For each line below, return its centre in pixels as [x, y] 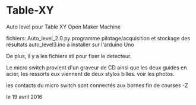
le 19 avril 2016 [24, 97]
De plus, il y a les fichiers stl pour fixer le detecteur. [69, 56]
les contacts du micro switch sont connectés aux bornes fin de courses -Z [97, 85]
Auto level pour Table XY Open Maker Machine [63, 27]
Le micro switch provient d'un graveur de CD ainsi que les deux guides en [97, 67]
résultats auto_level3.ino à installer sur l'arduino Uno [70, 44]
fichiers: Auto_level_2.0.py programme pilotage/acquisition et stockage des [98, 38]
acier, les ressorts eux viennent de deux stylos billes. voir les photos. [91, 74]
